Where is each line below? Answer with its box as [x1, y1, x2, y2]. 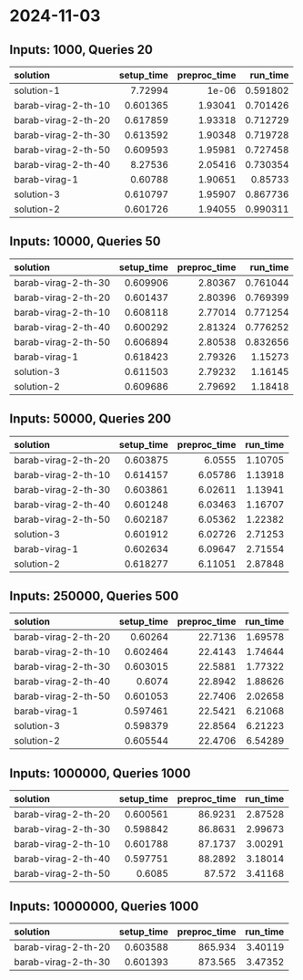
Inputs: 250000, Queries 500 [9, 589, 179, 604]
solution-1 [14, 84, 61, 97]
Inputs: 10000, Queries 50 [9, 234, 161, 249]
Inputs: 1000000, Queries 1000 [9, 766, 191, 781]
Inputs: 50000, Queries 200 [9, 412, 172, 427]
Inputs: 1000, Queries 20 [9, 42, 153, 57]
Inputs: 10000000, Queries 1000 [9, 898, 199, 913]
